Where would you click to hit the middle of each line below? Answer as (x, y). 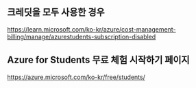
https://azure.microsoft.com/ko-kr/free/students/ (76, 77)
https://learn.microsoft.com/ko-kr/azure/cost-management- (91, 29)
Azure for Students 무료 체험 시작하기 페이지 (98, 60)
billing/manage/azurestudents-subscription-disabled (82, 36)
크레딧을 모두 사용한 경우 (56, 12)
